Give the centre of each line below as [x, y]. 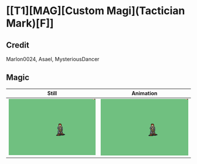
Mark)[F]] [30, 23]
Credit [18, 45]
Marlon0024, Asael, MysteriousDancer [53, 59]
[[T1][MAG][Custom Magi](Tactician [96, 11]
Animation [145, 93]
